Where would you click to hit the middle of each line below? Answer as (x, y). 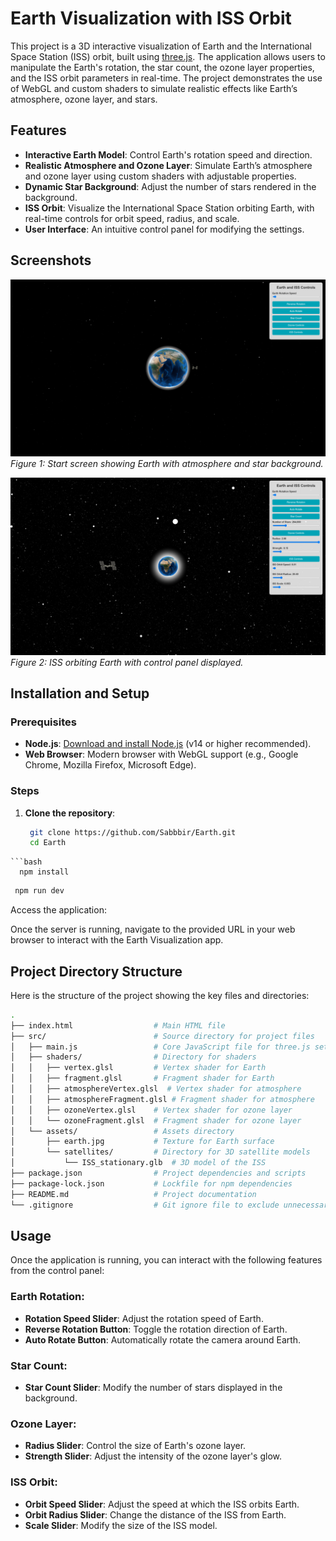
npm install (44, 872)
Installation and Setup (80, 693)
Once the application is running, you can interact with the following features (166, 1260)
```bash (26, 862)
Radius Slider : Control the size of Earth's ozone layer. (135, 1446)
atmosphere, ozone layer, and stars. (84, 99)
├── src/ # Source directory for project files (162, 1036)
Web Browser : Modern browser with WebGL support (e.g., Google (161, 754)
